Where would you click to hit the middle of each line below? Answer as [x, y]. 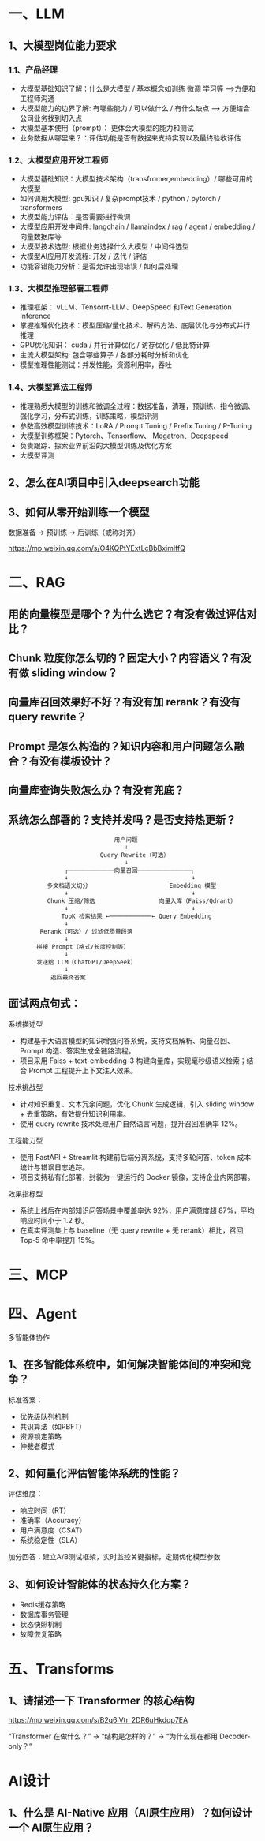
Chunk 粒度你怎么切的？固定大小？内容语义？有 [124, 658]
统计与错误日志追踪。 [54, 1167]
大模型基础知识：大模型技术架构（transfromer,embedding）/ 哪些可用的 [136, 179]
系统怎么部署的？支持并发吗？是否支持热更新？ [122, 819]
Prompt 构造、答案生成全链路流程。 [77, 1050]
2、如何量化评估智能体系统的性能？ [95, 1474]
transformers [41, 208]
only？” [21, 1746]
